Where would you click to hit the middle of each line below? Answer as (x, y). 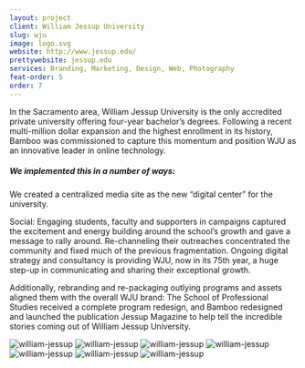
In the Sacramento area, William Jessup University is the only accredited (146, 111)
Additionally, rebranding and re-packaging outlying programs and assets (146, 287)
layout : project (40, 18)
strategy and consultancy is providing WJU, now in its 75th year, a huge (144, 260)
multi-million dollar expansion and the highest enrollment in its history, (142, 131)
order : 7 (26, 86)
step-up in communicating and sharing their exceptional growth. (130, 270)
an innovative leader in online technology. (88, 150)
